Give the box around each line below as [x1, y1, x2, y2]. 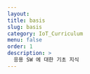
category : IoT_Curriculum [7, 30, 83, 37]
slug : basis [7, 23, 42, 30]
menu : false [7, 37, 42, 44]
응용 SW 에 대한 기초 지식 [13, 56, 79, 63]
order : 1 [7, 43, 33, 50]
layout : [7, 10, 30, 18]
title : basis [7, 17, 46, 24]
